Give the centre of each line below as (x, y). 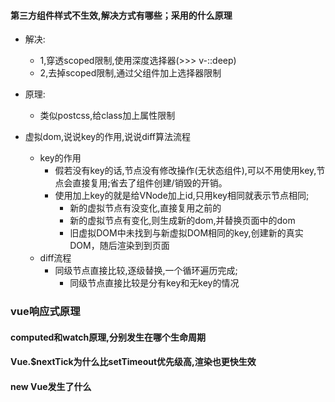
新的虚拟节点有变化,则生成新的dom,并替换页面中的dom (182, 221)
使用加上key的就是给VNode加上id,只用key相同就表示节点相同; (182, 196)
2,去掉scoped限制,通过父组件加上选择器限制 (130, 73)
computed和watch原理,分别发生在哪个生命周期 (108, 337)
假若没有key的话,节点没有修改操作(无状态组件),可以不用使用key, (185, 171)
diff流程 (55, 258)
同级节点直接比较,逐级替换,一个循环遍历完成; (146, 271)
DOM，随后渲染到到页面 (119, 246)
